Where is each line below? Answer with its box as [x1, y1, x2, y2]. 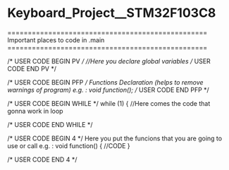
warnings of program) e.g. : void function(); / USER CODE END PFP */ [7, 85, 209, 94]
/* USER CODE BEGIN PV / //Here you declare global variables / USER [7, 56, 211, 65]
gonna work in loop [7, 107, 63, 115]
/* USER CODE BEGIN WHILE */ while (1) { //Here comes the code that [7, 99, 211, 107]
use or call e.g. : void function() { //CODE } [7, 141, 130, 150]
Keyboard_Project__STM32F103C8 [7, 5, 216, 21]
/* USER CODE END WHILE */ [7, 120, 93, 128]
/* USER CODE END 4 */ [7, 155, 78, 164]
